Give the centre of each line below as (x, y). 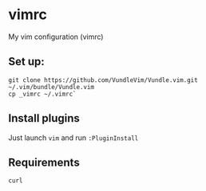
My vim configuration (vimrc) (56, 37)
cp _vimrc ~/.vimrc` (43, 94)
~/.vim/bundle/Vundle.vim (51, 87)
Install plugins (44, 118)
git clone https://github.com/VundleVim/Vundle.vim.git (103, 80)
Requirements (44, 162)
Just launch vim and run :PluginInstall (73, 138)
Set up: (27, 62)
